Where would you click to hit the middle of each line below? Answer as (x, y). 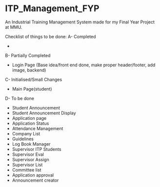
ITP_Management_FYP (52, 9)
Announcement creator (35, 180)
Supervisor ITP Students (37, 149)
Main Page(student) (32, 89)
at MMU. (14, 27)
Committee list (27, 170)
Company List (26, 133)
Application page (29, 118)
